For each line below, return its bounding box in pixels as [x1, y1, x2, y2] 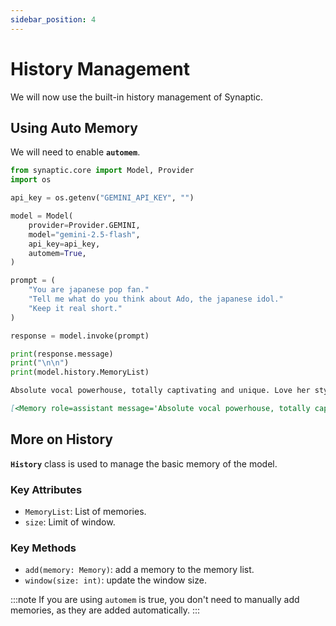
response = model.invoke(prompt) [10, 331, 150, 341]
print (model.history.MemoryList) [10, 367, 150, 378]
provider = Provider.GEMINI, [28, 220, 141, 230]
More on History [10, 431, 113, 448]
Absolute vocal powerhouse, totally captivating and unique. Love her [10, 386, 311, 396]
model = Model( [10, 211, 74, 221]
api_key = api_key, [28, 239, 101, 249]
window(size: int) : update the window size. [24, 574, 207, 586]
